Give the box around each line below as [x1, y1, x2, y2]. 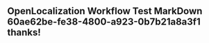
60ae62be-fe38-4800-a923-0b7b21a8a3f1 [7, 16, 201, 28]
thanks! [7, 27, 42, 38]
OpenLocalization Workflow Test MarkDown [7, 5, 203, 17]
